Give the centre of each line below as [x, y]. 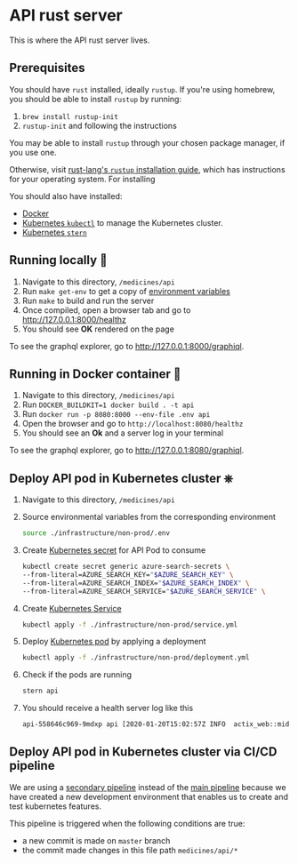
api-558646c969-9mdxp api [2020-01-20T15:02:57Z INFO [124, 724]
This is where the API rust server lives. [80, 40]
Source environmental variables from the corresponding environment [149, 517]
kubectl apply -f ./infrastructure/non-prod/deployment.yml [136, 658]
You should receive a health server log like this [108, 708]
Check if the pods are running [77, 675]
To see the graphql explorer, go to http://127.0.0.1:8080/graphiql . [127, 451]
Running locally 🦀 [59, 260]
